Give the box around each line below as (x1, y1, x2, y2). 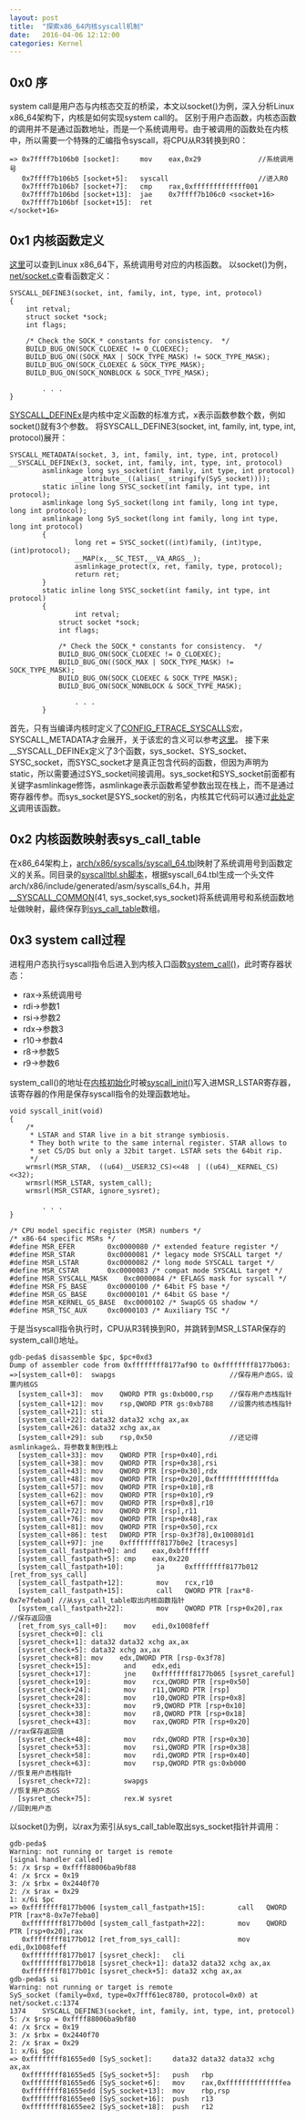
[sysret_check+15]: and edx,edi (17, 1661, 181, 1671)
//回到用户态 (9, 1804, 52, 1813)
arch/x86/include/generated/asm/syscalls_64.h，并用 (9, 880, 211, 891)
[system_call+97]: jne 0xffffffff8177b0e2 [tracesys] (17, 1538, 239, 1548)
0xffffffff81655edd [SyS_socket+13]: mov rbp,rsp (21, 2086, 230, 2095)
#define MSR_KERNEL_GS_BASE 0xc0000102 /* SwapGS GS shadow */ (9, 1298, 259, 1307)
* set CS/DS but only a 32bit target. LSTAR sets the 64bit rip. (29, 1146, 283, 1156)
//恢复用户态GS (9, 1786, 61, 1796)
